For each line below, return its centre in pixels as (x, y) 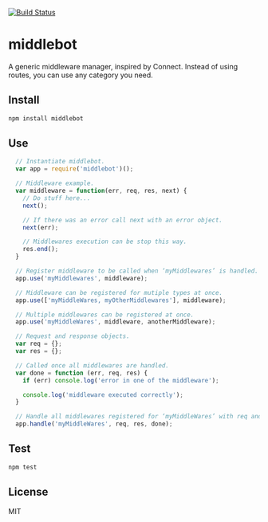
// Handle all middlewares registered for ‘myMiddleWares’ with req (132, 417)
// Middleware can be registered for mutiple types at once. (119, 292)
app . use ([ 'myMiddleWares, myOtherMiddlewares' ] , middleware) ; (121, 300)
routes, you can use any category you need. (81, 75)
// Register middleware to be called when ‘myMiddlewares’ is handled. (137, 271)
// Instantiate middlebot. (60, 162)
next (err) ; (41, 227)
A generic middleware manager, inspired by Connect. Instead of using (123, 66)
